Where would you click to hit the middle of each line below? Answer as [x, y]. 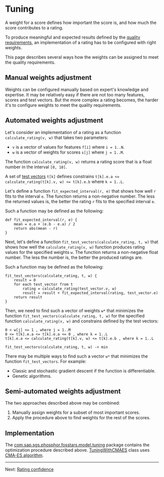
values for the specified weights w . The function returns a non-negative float [82, 252]
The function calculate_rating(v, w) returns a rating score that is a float [79, 161]
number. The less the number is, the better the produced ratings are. [74, 257]
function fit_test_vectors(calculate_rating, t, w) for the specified [75, 316]
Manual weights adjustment [48, 78]
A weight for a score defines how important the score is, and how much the [81, 23]
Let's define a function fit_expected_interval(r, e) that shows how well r [81, 191]
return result [28, 297]
